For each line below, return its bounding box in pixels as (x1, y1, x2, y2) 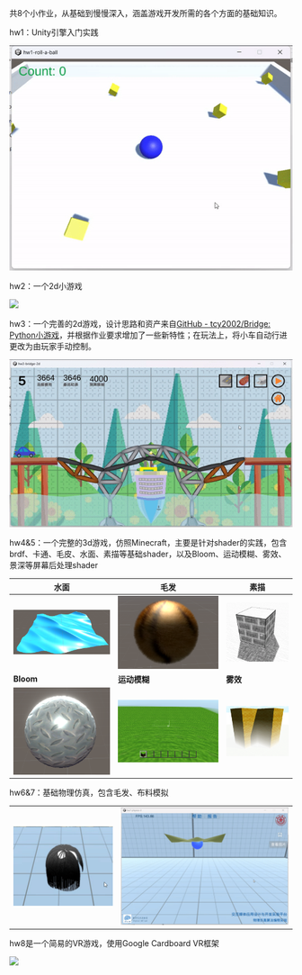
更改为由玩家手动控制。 (9, 340, 96, 351)
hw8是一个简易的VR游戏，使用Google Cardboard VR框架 (9, 937, 220, 948)
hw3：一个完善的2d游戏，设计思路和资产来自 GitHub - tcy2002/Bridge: (9, 318, 271, 329)
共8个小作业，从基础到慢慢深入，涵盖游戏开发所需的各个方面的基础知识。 (9, 8, 282, 18)
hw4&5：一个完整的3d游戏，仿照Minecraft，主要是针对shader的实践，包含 (9, 537, 288, 548)
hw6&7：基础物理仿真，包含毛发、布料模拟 (9, 787, 169, 799)
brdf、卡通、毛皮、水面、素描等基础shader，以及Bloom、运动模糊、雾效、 (9, 548, 287, 560)
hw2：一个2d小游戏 (9, 280, 83, 291)
